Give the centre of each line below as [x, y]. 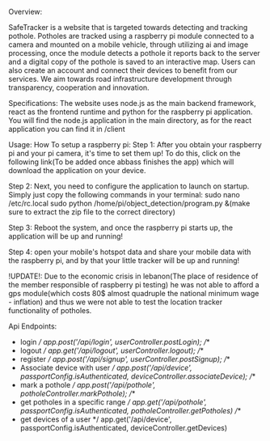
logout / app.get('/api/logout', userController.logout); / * [112, 350]
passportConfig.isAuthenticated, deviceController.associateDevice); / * [138, 376]
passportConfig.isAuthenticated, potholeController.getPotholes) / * [131, 411]
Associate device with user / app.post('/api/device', [106, 368]
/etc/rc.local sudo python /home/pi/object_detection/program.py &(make [129, 203]
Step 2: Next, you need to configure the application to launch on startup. [129, 186]
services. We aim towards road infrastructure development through [120, 79]
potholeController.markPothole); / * [78, 393]
